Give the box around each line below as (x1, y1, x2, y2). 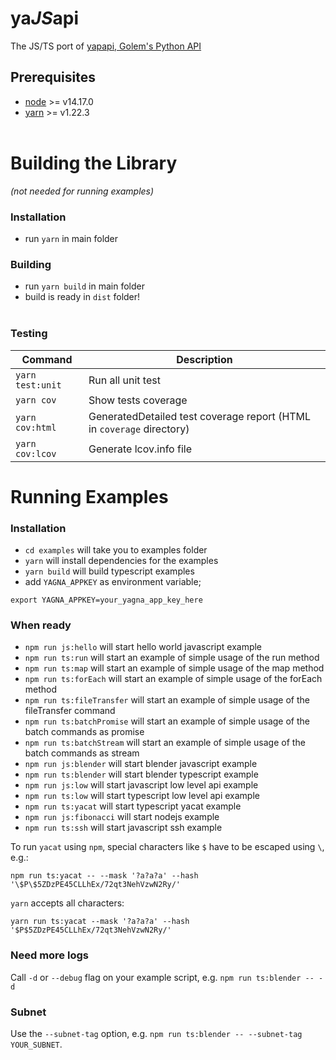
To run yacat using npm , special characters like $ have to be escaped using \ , (10, 841, 325, 853)
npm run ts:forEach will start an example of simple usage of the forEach (24, 673, 323, 685)
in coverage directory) (88, 422, 190, 436)
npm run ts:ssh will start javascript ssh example (24, 822, 223, 834)
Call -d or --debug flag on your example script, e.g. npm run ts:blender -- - (10, 971, 324, 983)
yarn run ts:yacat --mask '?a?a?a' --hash (10, 917, 190, 927)
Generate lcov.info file (88, 442, 192, 456)
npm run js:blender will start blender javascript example (24, 758, 258, 770)
